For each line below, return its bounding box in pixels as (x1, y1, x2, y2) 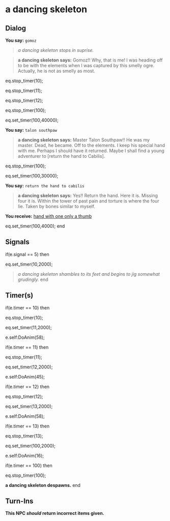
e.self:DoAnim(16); (5, 452, 44, 458)
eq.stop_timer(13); (5, 432, 43, 439)
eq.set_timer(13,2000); (5, 403, 53, 409)
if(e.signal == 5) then (5, 251, 49, 257)
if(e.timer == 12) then (5, 383, 50, 390)
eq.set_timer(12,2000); (5, 364, 53, 370)
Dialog (5, 24, 26, 33)
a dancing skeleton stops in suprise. (17, 47, 94, 53)
